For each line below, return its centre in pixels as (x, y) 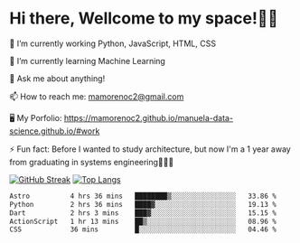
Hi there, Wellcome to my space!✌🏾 (144, 19)
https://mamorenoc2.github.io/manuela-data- (148, 117)
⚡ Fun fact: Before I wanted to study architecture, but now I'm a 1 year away (150, 149)
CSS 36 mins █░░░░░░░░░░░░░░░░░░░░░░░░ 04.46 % (143, 229)
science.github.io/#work (55, 131)
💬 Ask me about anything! (57, 78)
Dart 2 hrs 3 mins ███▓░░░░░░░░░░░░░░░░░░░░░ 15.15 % (143, 213)
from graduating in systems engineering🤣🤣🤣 (92, 162)
